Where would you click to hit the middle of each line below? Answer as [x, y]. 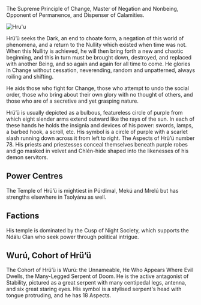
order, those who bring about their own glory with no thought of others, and [100, 95]
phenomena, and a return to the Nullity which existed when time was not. [97, 45]
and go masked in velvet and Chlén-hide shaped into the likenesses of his [97, 151]
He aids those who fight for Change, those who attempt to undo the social [97, 88]
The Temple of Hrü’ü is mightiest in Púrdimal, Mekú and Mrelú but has [92, 190]
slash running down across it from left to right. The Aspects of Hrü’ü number [100, 138]
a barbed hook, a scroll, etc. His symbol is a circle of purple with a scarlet [97, 132]
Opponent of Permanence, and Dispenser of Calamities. [75, 15]
